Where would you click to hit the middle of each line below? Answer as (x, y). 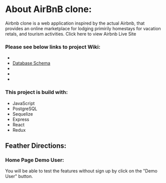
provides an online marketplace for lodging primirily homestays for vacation (83, 28)
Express (21, 119)
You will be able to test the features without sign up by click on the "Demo (81, 171)
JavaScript (23, 103)
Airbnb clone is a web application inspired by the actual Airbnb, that (75, 23)
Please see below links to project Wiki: (53, 47)
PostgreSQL (25, 109)
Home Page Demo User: (35, 160)
